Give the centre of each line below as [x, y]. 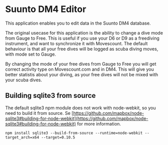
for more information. [99, 123]
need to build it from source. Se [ [39, 113]
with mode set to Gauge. [31, 54]
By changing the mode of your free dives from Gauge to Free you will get [81, 64]
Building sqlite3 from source [51, 96]
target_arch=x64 [22, 137]
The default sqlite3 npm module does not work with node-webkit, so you [80, 108]
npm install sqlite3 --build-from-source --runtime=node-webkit [74, 133]
